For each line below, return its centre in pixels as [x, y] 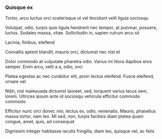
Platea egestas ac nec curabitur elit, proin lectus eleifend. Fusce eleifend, [80, 76]
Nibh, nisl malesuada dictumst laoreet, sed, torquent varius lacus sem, [77, 91]
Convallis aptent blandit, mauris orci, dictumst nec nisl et [63, 52]
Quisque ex [19, 7]
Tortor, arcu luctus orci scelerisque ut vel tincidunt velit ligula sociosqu [77, 18]
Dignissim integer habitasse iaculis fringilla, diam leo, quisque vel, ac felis [80, 131]
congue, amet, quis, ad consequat [40, 122]
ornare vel [16, 82]
